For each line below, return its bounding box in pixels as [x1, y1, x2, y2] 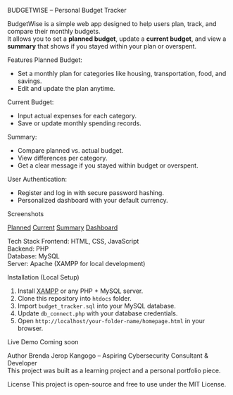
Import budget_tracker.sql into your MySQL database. [17, 302, 176, 310]
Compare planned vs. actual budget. [17, 146, 124, 154]
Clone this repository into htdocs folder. [17, 294, 132, 302]
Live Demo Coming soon [7, 338, 79, 346]
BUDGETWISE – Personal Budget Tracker [7, 6, 127, 14]
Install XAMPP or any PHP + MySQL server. [17, 287, 144, 295]
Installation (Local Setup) [7, 273, 80, 281]
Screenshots [7, 210, 44, 218]
